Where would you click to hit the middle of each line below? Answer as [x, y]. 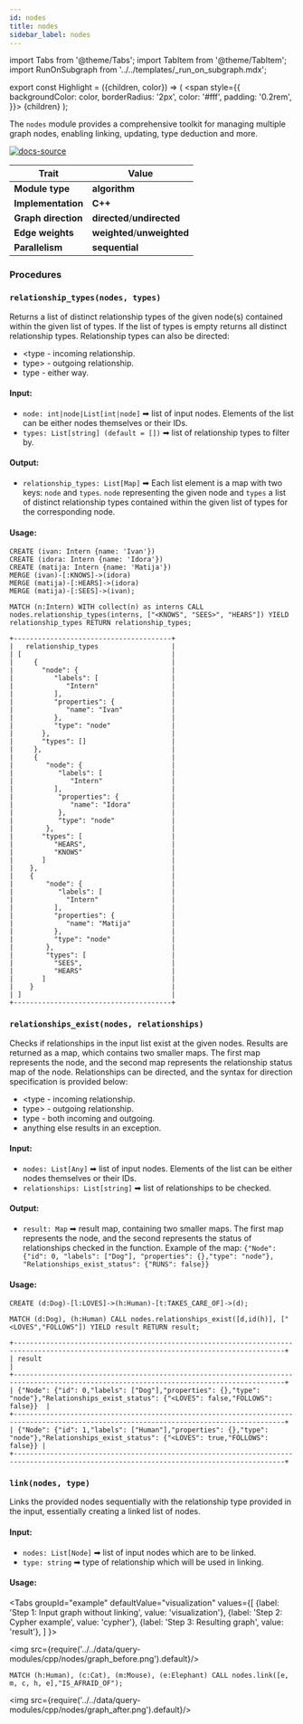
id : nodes [28, 18]
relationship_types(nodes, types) [85, 298]
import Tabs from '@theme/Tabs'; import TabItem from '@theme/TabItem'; [148, 61]
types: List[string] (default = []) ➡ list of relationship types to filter [156, 432]
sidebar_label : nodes [50, 34]
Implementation [49, 204]
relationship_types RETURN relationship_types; [101, 623]
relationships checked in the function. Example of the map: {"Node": [149, 1247]
